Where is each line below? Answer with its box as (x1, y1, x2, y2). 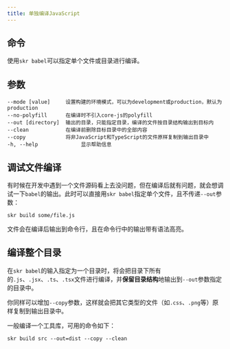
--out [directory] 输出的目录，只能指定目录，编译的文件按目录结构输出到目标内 (7, 120, 214, 126)
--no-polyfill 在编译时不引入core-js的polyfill (7, 112, 153, 119)
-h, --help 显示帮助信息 (7, 142, 112, 148)
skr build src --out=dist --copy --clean (7, 335, 128, 342)
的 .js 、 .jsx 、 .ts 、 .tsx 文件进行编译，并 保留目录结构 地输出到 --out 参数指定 (7, 275, 222, 283)
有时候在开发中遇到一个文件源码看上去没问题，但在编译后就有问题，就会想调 (7, 181, 224, 190)
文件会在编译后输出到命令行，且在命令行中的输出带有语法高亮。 (7, 225, 187, 234)
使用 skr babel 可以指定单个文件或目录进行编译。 (7, 56, 143, 65)
